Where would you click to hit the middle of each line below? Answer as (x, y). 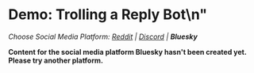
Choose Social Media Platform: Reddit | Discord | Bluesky (103, 36)
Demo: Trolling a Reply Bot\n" (108, 15)
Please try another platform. (56, 60)
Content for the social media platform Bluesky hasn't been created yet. (127, 52)
